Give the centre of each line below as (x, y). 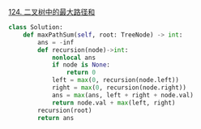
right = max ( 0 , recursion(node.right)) (119, 88)
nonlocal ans (73, 58)
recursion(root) (65, 110)
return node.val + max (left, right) (113, 103)
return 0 (81, 73)
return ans (56, 118)
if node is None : (81, 65)
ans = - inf (56, 42)
